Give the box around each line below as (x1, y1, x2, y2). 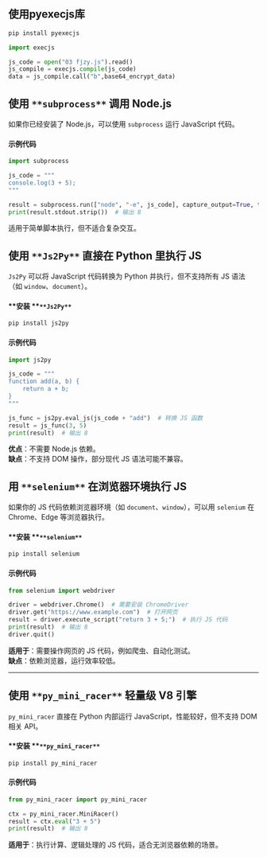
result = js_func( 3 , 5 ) (8, 421, 87, 430)
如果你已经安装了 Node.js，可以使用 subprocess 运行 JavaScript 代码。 (8, 119, 240, 129)
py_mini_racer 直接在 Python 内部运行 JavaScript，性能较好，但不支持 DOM (8, 711, 257, 721)
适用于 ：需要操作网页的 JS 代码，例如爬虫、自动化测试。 (8, 645, 195, 655)
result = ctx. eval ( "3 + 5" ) (8, 817, 102, 825)
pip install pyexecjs (8, 29, 80, 37)
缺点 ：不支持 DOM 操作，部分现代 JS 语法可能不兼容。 (8, 454, 188, 464)
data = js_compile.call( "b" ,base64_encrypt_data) (8, 72, 176, 81)
